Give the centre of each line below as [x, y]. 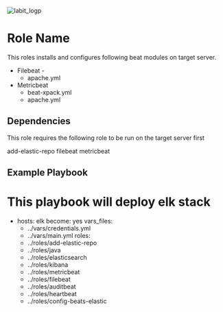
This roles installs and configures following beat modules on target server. [112, 57]
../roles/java [44, 250]
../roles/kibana [48, 265]
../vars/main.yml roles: [59, 236]
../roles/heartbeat [52, 294]
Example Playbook [47, 172]
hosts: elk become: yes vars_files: [65, 221]
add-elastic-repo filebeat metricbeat [59, 151]
